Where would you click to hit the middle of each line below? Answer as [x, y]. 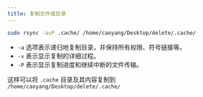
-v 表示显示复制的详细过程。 [59, 56]
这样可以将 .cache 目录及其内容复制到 [61, 79]
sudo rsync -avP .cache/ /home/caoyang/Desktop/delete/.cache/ [102, 33]
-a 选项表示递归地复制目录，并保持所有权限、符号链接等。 [101, 47]
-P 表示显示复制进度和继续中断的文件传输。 [80, 64]
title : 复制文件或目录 [37, 14]
